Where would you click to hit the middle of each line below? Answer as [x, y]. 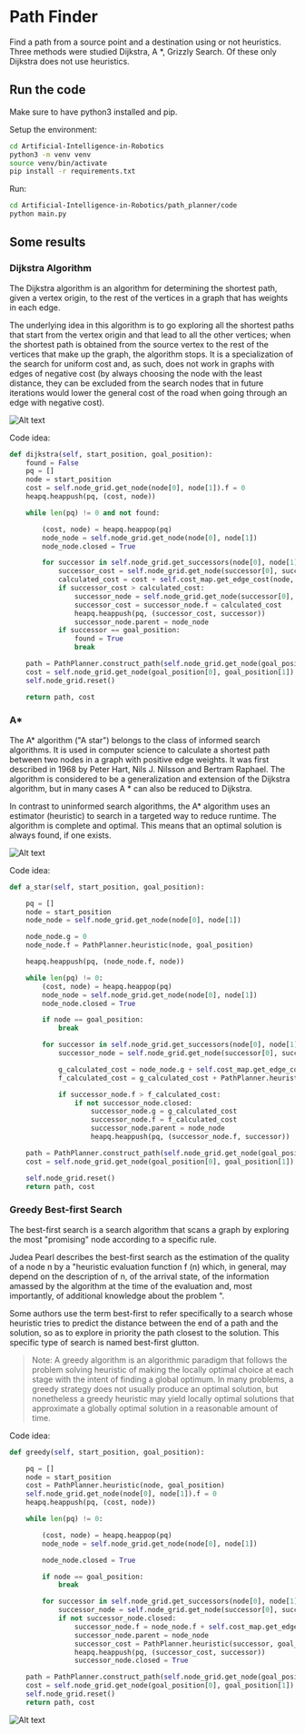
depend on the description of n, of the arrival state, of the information [139, 1276]
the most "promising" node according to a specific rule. [113, 1239]
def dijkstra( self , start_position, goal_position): [111, 454]
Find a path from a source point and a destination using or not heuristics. [145, 42]
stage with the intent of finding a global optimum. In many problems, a [162, 1379]
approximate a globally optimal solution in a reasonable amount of [155, 1408]
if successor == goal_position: [119, 630]
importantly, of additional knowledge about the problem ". [117, 1295]
